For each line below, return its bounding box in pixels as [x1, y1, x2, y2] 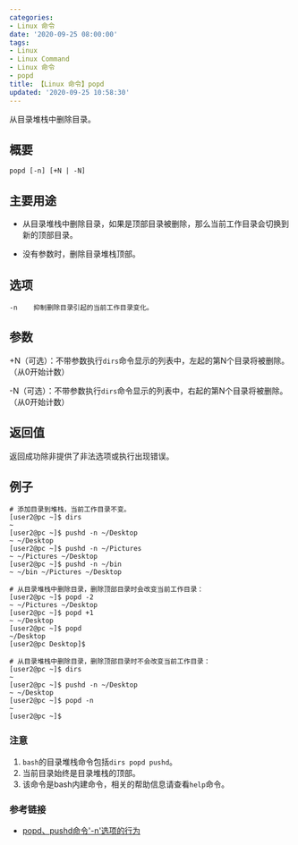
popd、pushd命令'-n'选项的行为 [21, 824, 141, 836]
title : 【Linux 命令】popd [9, 80, 105, 89]
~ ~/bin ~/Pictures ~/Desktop [9, 568, 123, 577]
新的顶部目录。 [21, 230, 78, 241]
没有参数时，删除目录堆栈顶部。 [21, 249, 140, 259]
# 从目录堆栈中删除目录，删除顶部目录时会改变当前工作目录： [9, 585, 204, 595]
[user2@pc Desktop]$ [9, 640, 87, 649]
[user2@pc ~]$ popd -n [9, 697, 94, 706]
